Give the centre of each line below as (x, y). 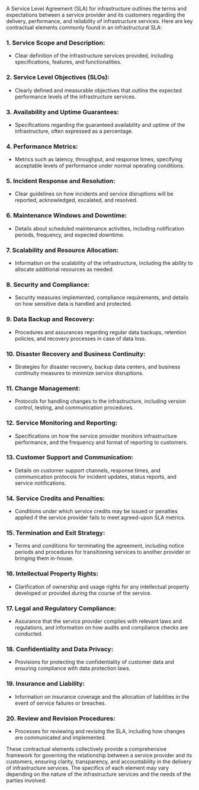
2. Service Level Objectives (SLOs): (58, 78)
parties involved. (26, 780)
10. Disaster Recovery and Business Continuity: (76, 354)
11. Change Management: (43, 388)
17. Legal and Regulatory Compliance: (61, 608)
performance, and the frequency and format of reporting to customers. (101, 442)
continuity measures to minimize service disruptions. (79, 373)
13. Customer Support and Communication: (70, 458)
